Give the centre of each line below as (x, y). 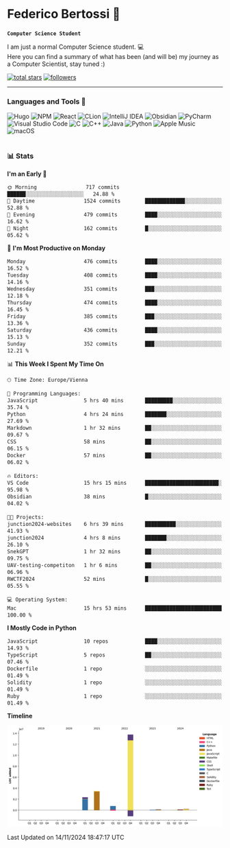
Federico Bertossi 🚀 (64, 14)
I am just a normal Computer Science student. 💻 (76, 47)
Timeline (20, 715)
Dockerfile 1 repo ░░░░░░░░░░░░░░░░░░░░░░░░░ (115, 669)
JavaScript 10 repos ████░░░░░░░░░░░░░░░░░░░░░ (115, 641)
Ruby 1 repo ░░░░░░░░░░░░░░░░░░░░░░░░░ (115, 696)
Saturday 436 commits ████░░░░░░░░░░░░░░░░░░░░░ (115, 330)
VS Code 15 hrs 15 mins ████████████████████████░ (115, 483)
